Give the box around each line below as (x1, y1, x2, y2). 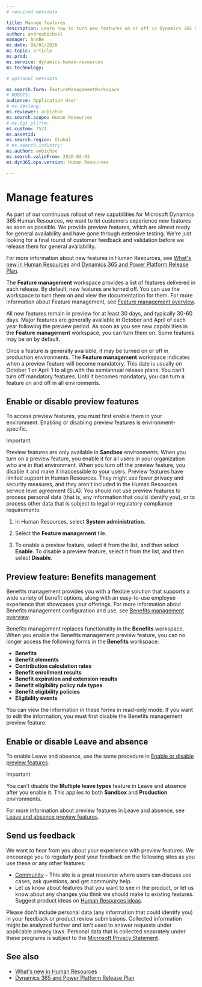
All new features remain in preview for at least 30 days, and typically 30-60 (6, 309, 193, 317)
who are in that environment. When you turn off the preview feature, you (6, 462, 185, 469)
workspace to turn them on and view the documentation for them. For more (6, 291, 193, 299)
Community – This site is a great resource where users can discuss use (14, 871, 192, 878)
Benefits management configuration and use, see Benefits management (6, 607, 185, 614)
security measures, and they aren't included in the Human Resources (6, 481, 177, 488)
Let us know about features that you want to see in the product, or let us (14, 884, 194, 891)
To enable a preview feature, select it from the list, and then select (14, 541, 179, 549)
